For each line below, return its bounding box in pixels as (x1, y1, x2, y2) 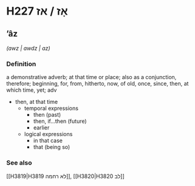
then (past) (33, 111, 61, 119)
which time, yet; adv (6, 86, 57, 94)
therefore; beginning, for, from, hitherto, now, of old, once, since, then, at (6, 80, 189, 88)
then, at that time (15, 98, 58, 106)
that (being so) (33, 143, 70, 151)
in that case (33, 137, 63, 144)
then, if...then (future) (33, 117, 87, 125)
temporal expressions (24, 105, 79, 112)
